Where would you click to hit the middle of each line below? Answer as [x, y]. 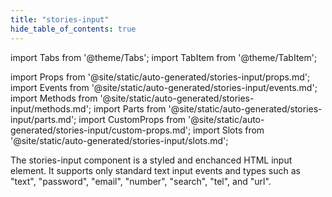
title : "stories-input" [60, 19]
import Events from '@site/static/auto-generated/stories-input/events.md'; [164, 87]
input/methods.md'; [51, 108]
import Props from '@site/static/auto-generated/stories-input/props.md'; [160, 77]
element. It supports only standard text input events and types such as [155, 170]
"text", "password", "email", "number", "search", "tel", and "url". [141, 181]
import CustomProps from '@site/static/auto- [171, 119]
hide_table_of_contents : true [73, 29]
